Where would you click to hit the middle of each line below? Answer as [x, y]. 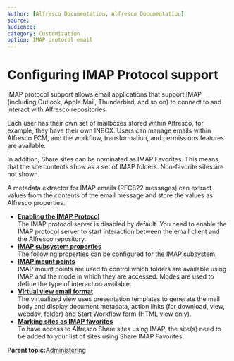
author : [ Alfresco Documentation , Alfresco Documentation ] [96, 14]
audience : [22, 27]
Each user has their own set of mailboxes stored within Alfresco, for [106, 123]
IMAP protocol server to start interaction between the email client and [118, 232]
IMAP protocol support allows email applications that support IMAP [105, 94]
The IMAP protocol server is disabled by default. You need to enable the [122, 224]
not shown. [24, 174]
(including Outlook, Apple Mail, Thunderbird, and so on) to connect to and [115, 102]
